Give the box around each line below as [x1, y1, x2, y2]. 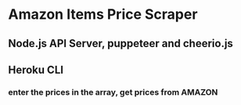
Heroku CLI [8, 63, 64, 76]
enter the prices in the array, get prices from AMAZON [8, 86, 218, 97]
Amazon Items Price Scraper [8, 5, 198, 24]
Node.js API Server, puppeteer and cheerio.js [8, 37, 233, 50]
